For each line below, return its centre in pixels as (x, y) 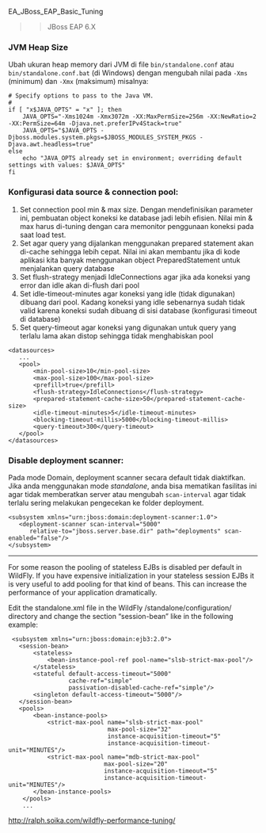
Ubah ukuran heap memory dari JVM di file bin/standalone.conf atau (122, 65)
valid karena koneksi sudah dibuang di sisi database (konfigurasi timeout (138, 310)
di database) (40, 319)
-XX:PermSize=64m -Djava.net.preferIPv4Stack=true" (95, 124)
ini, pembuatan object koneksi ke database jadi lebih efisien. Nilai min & (136, 218)
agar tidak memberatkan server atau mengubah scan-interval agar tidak (127, 494)
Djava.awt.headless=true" (51, 145)
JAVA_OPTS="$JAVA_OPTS (60, 131)
